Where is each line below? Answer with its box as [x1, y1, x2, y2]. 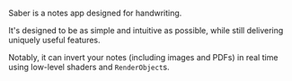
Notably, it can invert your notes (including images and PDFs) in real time [8, 52, 279, 62]
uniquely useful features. [8, 35, 101, 45]
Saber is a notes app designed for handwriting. [8, 8, 182, 18]
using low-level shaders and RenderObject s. [8, 62, 170, 72]
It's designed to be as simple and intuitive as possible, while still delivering [8, 25, 284, 35]
